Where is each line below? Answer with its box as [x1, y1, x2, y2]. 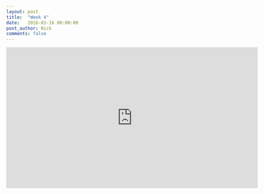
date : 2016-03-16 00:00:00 [6, 20, 79, 26]
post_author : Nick [6, 25, 52, 31]
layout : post [6, 8, 39, 15]
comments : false [6, 31, 46, 37]
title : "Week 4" [6, 14, 49, 20]
